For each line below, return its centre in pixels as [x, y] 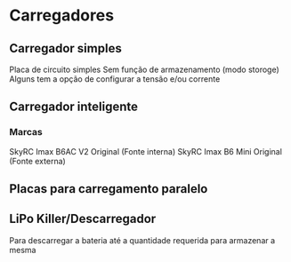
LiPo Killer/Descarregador [83, 219]
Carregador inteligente [74, 107]
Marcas [26, 132]
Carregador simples [65, 48]
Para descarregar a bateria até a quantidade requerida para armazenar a [142, 240]
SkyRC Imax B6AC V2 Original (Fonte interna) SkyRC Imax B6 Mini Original [146, 151]
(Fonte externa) [38, 161]
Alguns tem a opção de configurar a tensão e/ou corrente [115, 79]
